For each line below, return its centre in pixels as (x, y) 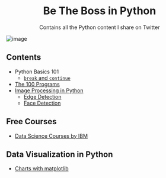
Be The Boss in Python (100, 11)
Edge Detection (42, 96)
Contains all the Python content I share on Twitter (100, 27)
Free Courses (32, 122)
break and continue (47, 77)
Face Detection (42, 103)
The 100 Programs (37, 84)
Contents (24, 57)
